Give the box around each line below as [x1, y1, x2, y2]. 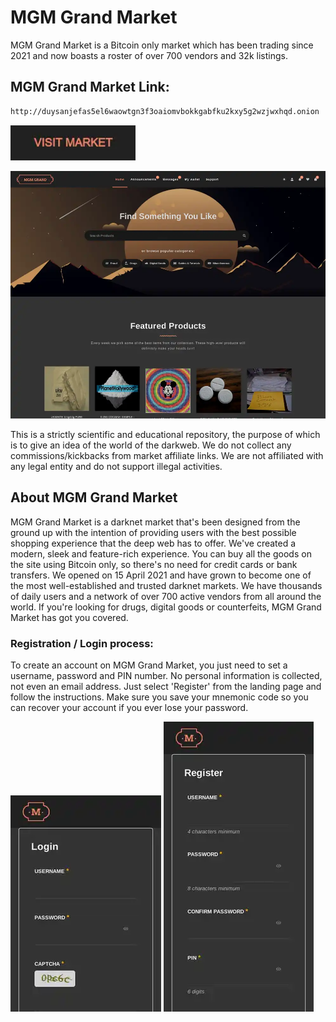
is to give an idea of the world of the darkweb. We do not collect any [10, 439, 292, 451]
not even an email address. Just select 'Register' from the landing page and [10, 681, 322, 692]
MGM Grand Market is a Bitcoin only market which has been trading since [10, 39, 314, 51]
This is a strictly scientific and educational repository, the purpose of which [10, 428, 321, 440]
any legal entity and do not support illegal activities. [10, 460, 223, 472]
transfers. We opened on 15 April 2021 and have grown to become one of [10, 569, 312, 581]
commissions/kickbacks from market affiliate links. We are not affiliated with [10, 449, 324, 461]
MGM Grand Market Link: [10, 79, 170, 96]
